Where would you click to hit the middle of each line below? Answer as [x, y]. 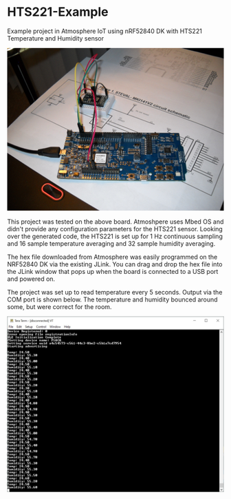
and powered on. [31, 279]
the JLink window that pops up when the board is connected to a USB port [113, 271]
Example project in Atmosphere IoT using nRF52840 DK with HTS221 [105, 31]
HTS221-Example [58, 12]
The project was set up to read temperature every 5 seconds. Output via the [115, 292]
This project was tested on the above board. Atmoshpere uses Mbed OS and [115, 222]
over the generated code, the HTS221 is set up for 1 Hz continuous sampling [115, 236]
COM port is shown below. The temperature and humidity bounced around [112, 299]
